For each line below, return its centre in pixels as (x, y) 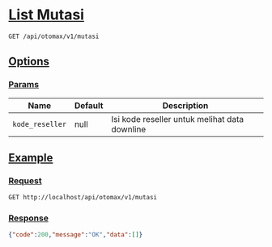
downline (129, 129)
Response (28, 218)
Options (29, 62)
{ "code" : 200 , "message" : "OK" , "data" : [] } (76, 235)
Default (89, 105)
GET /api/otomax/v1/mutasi (54, 36)
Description (185, 105)
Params (23, 85)
